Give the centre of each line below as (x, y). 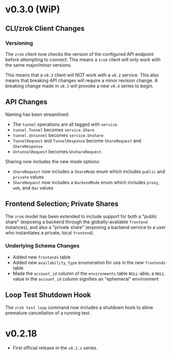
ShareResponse (28, 146)
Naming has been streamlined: (38, 114)
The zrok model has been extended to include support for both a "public (81, 216)
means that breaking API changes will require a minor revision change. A (82, 80)
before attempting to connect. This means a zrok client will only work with (83, 60)
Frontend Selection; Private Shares (62, 204)
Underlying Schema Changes (43, 246)
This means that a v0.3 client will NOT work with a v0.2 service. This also (82, 75)
